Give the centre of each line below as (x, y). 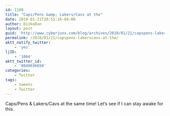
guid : (11, 33)
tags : (11, 80)
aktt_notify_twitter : (28, 43)
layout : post (19, 29)
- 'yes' (22, 47)
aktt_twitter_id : (24, 61)
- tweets (24, 84)
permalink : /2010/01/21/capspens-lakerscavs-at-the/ (62, 38)
